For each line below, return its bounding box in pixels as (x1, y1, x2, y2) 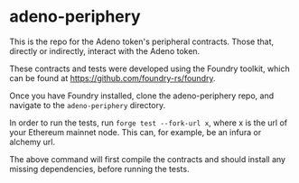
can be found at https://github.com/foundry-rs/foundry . (9, 72, 216, 83)
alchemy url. (9, 136, 56, 147)
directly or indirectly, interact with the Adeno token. (9, 45, 201, 56)
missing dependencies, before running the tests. (9, 163, 190, 174)
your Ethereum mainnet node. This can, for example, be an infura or (9, 126, 262, 137)
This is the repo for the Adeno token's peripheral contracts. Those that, (9, 36, 275, 47)
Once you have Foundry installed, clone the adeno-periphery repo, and (9, 90, 274, 101)
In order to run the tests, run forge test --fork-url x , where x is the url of (9, 117, 287, 128)
